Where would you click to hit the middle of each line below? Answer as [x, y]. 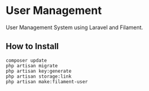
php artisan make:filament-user [47, 82]
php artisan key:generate [38, 71]
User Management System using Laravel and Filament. [74, 27]
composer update [26, 60]
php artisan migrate [32, 66]
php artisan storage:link [38, 76]
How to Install [32, 46]
